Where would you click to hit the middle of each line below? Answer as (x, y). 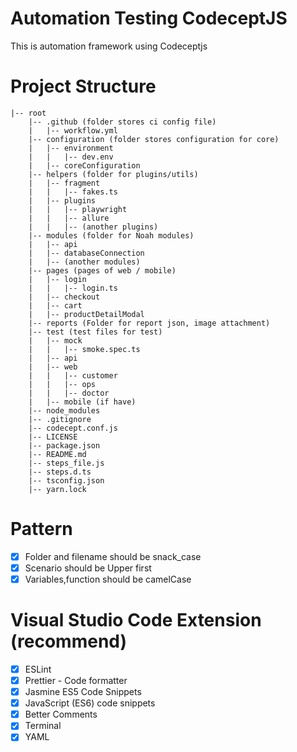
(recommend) (69, 641)
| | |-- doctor (69, 393)
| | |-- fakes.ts (73, 192)
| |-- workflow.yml (73, 130)
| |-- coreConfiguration (84, 165)
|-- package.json (64, 445)
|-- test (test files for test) (95, 332)
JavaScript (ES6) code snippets (90, 703)
